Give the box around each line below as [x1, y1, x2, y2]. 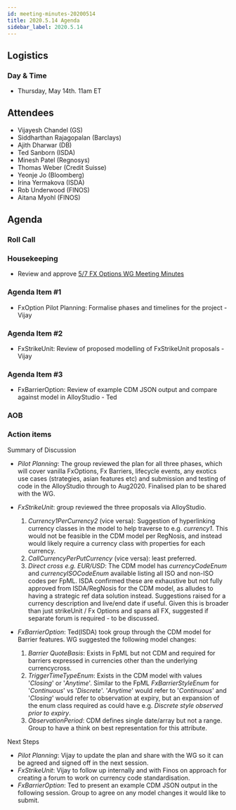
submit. [17, 796, 40, 804]
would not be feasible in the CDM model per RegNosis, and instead [27, 532, 223, 540]
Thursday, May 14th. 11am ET [17, 87, 102, 95]
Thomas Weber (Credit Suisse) [17, 163, 107, 171]
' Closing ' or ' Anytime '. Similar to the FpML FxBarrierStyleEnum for [27, 678, 219, 687]
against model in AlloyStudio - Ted [17, 393, 117, 402]
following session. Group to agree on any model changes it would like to [17, 788, 226, 797]
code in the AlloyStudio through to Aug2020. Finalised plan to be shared [17, 481, 227, 490]
